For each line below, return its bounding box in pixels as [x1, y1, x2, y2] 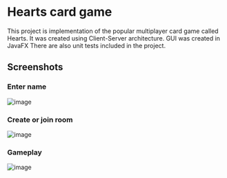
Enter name [7, 82, 47, 91]
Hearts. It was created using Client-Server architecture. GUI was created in [7, 34, 221, 42]
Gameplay [7, 147, 43, 157]
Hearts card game [7, 4, 112, 20]
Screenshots [7, 61, 63, 73]
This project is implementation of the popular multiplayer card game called [7, 27, 219, 35]
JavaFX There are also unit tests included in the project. [7, 41, 166, 49]
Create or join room [7, 115, 74, 124]
